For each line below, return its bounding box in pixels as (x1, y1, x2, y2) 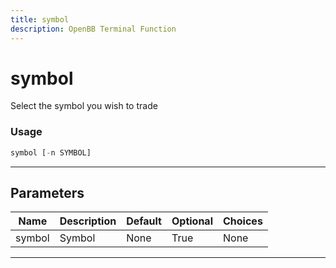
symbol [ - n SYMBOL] (10, 147, 92, 158)
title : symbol (10, 14, 70, 25)
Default (126, 214, 162, 228)
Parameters (10, 185, 85, 201)
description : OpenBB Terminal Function (10, 24, 177, 34)
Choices (223, 214, 263, 228)
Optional (171, 214, 213, 228)
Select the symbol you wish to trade (10, 100, 158, 112)
